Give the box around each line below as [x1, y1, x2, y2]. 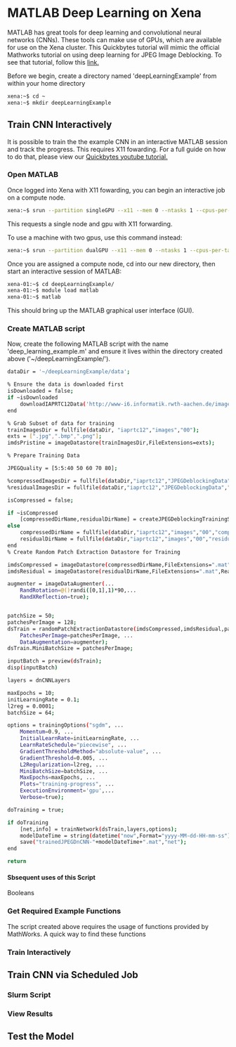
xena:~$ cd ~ [7, 93, 46, 100]
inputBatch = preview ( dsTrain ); [7, 658, 102, 665]
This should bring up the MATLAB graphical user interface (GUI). [7, 306, 195, 315]
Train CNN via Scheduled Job [7, 968, 138, 981]
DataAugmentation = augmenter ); [20, 638, 109, 646]
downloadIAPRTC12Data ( [20, 401, 86, 408]
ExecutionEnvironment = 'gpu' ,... [20, 787, 114, 795]
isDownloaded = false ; [7, 388, 74, 395]
